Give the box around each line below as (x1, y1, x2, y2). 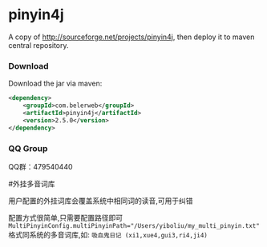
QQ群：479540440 (8, 161, 74, 171)
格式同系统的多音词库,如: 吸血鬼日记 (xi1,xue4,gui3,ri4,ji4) (8, 229, 208, 239)
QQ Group (8, 142, 48, 153)
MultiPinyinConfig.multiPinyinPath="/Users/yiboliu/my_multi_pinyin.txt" (8, 221, 261, 229)
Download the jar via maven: (8, 78, 103, 89)
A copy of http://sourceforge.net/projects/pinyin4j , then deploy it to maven (8, 32, 255, 42)
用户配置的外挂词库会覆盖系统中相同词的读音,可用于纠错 (8, 196, 194, 205)
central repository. (8, 40, 70, 50)
